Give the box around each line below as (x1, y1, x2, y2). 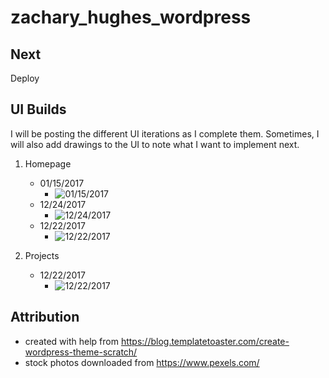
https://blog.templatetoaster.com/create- (120, 335, 290, 347)
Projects (24, 249, 60, 261)
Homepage (24, 157, 72, 170)
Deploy (10, 72, 40, 84)
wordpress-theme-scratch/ (24, 346, 138, 358)
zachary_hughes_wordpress (10, 6, 252, 29)
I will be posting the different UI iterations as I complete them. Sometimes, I (10, 127, 320, 140)
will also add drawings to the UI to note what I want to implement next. (10, 138, 300, 150)
